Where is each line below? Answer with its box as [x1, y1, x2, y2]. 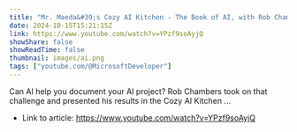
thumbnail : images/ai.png [9, 54, 104, 62]
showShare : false [9, 37, 73, 47]
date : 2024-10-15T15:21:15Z [9, 21, 113, 30]
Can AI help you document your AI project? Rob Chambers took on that [9, 85, 268, 97]
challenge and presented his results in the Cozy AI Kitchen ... [9, 95, 232, 106]
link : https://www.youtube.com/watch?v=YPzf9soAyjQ [9, 29, 203, 38]
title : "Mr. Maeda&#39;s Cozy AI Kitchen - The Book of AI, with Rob [9, 12, 271, 22]
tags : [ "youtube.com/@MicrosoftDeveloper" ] [9, 62, 172, 71]
